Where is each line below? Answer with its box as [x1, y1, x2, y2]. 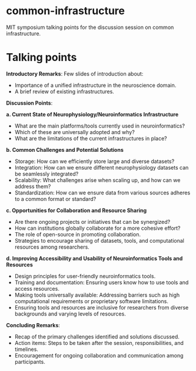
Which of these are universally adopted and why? [14, 128, 135, 135]
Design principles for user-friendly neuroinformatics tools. [14, 272, 156, 279]
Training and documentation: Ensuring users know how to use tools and [14, 279, 189, 286]
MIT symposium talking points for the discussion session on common [6, 24, 174, 31]
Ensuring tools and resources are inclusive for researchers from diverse [14, 304, 189, 311]
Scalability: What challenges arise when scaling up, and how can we [14, 176, 181, 184]
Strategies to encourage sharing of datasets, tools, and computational [14, 237, 184, 244]
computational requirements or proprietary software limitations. [14, 297, 169, 305]
